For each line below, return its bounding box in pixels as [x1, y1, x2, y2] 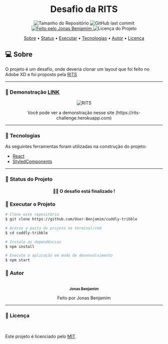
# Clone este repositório [5, 212, 59, 217]
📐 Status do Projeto [5, 176, 53, 183]
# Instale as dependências [5, 239, 61, 244]
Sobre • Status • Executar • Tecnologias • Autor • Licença [23, 35, 144, 41]
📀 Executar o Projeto [5, 200, 56, 207]
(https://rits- [115, 110, 141, 116]
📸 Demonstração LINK [5, 89, 60, 96]
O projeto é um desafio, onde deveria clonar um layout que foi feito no [5, 66, 150, 72]
